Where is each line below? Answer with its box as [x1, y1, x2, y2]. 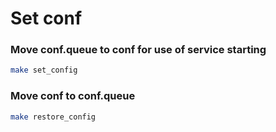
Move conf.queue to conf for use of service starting [10, 43, 267, 57]
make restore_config [10, 112, 97, 122]
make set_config [10, 65, 78, 76]
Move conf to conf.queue [10, 89, 136, 103]
